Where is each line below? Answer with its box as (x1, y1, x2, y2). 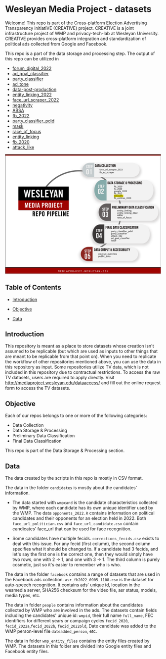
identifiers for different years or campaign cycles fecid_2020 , (5, 618, 129, 624)
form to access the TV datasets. (5, 385, 71, 391)
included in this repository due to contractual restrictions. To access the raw (5, 369, 161, 375)
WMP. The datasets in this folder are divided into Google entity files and (5, 643, 152, 649)
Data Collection (12, 422, 44, 428)
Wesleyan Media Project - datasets (5, 3, 152, 15)
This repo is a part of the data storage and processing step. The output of (5, 51, 155, 56)
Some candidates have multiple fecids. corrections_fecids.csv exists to (12, 536, 160, 542)
